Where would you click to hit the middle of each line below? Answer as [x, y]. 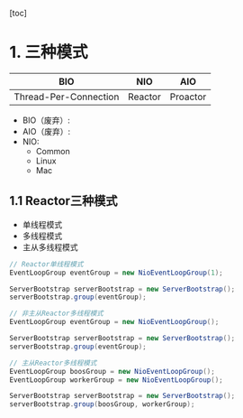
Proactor [188, 97]
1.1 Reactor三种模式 [63, 201]
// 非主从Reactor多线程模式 [56, 314]
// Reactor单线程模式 [46, 264]
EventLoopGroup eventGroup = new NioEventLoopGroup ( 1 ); [116, 273]
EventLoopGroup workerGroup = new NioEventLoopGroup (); [116, 380]
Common [53, 151]
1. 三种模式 [49, 52]
